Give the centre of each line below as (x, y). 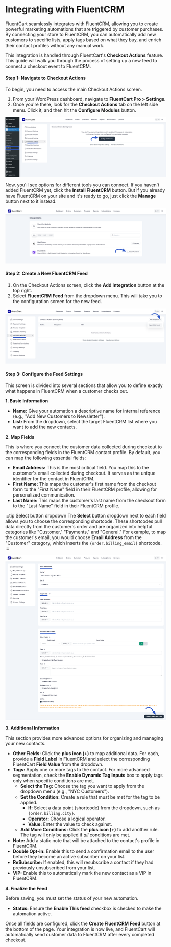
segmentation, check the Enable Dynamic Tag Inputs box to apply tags (88, 775)
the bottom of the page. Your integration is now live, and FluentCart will (80, 929)
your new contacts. (26, 744)
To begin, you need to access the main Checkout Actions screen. (74, 89)
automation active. (32, 914)
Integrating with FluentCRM (65, 9)
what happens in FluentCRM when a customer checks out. (67, 391)
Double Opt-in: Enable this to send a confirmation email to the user (83, 851)
